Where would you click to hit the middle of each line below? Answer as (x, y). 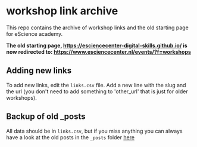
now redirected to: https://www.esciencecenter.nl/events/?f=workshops (99, 51)
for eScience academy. (35, 33)
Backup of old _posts (46, 117)
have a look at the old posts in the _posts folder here (71, 137)
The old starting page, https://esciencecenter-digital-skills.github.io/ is (97, 45)
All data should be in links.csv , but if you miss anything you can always (94, 131)
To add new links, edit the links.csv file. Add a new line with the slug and (96, 85)
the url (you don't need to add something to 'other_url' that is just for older (97, 91)
